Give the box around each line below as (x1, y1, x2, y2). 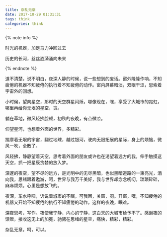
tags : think (5, 16, 30, 21)
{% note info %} (5, 35, 38, 41)
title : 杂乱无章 (5, 7, 36, 12)
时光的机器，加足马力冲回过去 (5, 45, 66, 51)
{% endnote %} (5, 66, 37, 72)
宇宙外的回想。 (5, 88, 36, 94)
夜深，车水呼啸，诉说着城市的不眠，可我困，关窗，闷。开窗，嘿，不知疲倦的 (5, 193, 162, 199)
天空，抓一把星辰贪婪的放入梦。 (5, 159, 71, 165)
